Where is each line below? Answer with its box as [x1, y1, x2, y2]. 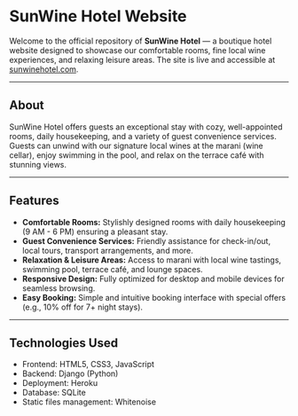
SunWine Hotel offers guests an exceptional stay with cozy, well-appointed [9, 122, 283, 132]
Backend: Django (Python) [21, 368, 119, 379]
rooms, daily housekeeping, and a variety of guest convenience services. [9, 130, 277, 141]
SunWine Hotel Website [9, 6, 188, 27]
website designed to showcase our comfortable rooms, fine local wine [9, 44, 266, 55]
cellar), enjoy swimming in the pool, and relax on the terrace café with [9, 149, 264, 161]
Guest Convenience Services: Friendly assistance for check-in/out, [21, 235, 271, 246]
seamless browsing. [21, 282, 96, 294]
